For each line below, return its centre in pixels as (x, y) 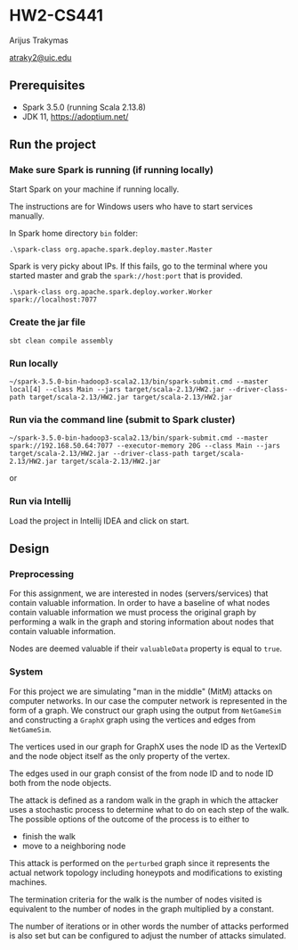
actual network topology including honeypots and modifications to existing (146, 872)
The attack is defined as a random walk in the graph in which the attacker (144, 800)
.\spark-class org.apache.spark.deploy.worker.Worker (111, 292)
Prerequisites (47, 86)
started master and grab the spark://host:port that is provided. (126, 276)
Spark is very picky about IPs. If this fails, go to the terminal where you (139, 266)
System (26, 672)
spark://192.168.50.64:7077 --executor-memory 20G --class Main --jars (145, 446)
